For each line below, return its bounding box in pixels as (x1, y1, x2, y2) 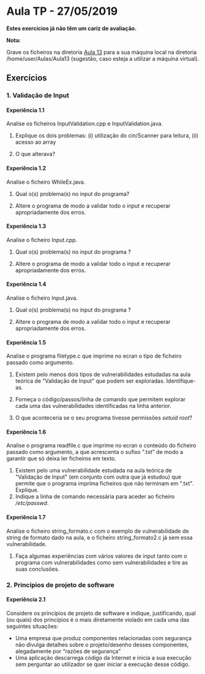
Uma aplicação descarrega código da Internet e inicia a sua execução (15, 654, 192, 661)
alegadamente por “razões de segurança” (15, 647, 121, 655)
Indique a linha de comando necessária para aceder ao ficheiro (15, 493, 175, 500)
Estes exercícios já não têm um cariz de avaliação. (6, 25, 137, 32)
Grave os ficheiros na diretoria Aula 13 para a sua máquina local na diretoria (6, 48, 197, 56)
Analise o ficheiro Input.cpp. (6, 236, 78, 243)
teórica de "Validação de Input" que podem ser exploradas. (15, 377, 165, 385)
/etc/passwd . (15, 500, 49, 507)
